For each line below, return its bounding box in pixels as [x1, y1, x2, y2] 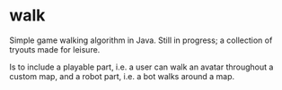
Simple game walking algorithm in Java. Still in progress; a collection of [9, 35, 273, 45]
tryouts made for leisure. [9, 44, 101, 54]
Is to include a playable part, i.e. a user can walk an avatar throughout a [9, 61, 274, 72]
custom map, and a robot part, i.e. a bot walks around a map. [9, 70, 235, 81]
